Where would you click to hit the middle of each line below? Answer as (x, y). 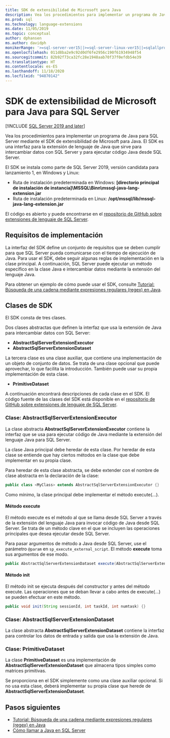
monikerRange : (20, 48)
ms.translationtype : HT (30, 62)
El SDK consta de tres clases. (36, 318)
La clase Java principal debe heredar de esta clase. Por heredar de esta (80, 449)
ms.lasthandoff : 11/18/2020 (35, 72)
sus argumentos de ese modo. (37, 554)
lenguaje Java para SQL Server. (38, 440)
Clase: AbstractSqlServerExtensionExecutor (61, 418)
